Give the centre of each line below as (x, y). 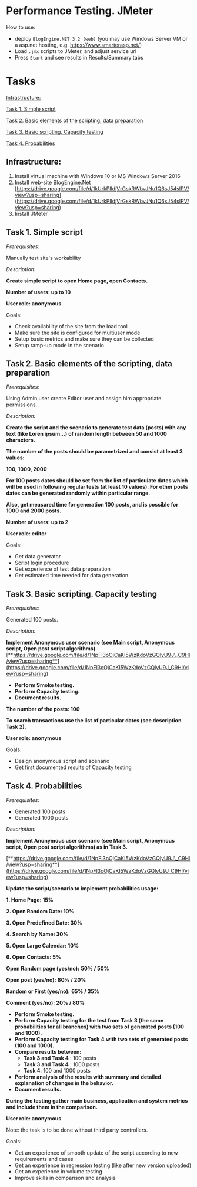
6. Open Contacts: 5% (34, 957)
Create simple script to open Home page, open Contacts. (77, 281)
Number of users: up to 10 (39, 292)
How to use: (21, 27)
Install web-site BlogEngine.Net (53, 182)
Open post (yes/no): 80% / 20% (46, 979)
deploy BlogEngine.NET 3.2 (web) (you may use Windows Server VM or (101, 38)
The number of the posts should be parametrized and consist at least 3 (95, 452)
